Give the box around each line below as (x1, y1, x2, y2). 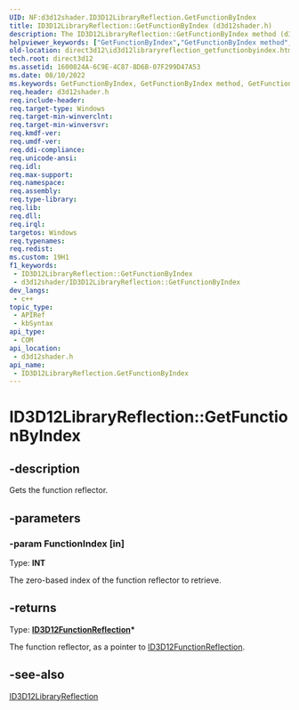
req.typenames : (9, 237, 66, 246)
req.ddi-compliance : (9, 145, 86, 154)
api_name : (9, 360, 46, 369)
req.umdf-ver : (9, 137, 62, 146)
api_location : (9, 343, 62, 352)
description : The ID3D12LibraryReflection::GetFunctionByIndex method (9, 29, 277, 38)
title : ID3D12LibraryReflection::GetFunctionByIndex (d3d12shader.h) (9, 21, 273, 30)
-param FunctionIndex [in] (9, 537, 125, 550)
